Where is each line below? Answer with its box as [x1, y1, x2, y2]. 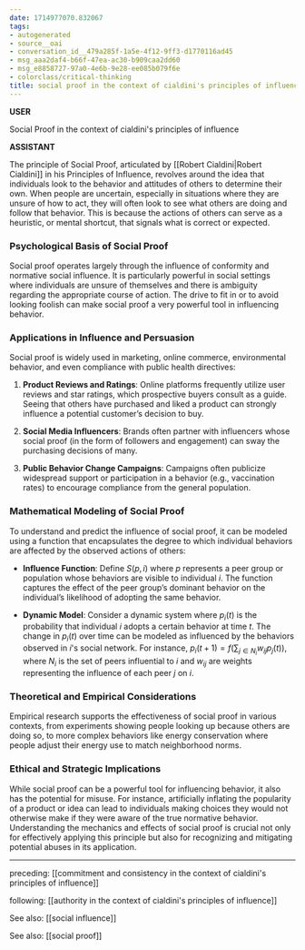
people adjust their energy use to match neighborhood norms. [9, 740, 242, 751]
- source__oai [9, 38, 64, 48]
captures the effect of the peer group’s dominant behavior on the [22, 581, 266, 592]
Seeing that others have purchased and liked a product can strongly [22, 399, 277, 409]
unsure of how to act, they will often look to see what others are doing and [9, 197, 288, 208]
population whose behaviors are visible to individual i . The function [22, 572, 273, 583]
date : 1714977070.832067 [9, 13, 103, 23]
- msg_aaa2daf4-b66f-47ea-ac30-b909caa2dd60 [9, 56, 181, 65]
